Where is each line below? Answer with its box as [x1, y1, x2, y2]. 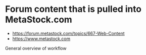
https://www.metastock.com [12, 36, 71, 42]
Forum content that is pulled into [5, 3, 142, 15]
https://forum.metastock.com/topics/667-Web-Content [12, 30, 125, 36]
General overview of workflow [5, 45, 67, 51]
